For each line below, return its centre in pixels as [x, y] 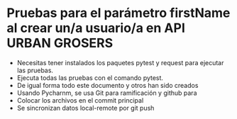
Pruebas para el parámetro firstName [118, 13]
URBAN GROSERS [60, 43]
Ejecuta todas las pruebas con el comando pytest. [90, 78]
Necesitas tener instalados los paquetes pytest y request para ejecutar [120, 62]
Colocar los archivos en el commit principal [80, 100]
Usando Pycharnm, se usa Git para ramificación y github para [107, 93]
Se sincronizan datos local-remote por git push [86, 108]
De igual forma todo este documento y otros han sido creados [108, 85]
